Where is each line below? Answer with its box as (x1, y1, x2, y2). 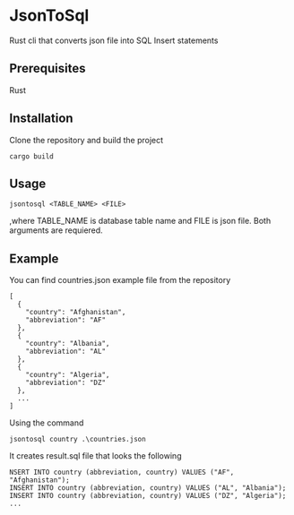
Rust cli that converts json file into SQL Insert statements (9, 35, 219, 46)
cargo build (9, 151, 54, 161)
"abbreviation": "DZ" (25, 378, 106, 388)
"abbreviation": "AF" (25, 315, 106, 325)
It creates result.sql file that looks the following (9, 451, 182, 461)
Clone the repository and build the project (9, 134, 164, 145)
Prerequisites (9, 61, 86, 76)
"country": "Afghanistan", (25, 308, 126, 317)
